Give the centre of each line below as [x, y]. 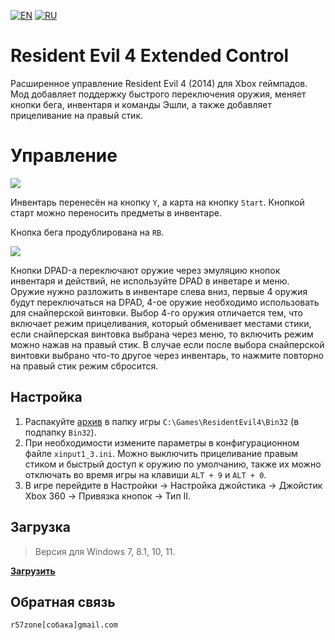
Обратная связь [63, 601]
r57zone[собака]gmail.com [64, 625]
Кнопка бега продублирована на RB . [87, 232]
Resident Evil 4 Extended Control [150, 56]
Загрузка [40, 527]
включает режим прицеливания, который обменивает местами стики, [161, 323]
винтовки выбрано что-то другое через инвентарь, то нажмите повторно [167, 355]
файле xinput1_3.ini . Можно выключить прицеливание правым [161, 453]
